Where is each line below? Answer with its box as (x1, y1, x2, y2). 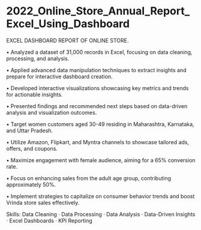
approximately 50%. (6, 181, 56, 188)
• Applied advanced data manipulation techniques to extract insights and (6, 66, 187, 73)
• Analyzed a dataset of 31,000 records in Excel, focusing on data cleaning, (6, 48, 193, 55)
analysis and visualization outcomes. (6, 109, 97, 116)
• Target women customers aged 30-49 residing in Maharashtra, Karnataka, (6, 120, 194, 127)
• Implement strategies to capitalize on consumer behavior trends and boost (6, 192, 195, 199)
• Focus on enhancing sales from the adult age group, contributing (6, 174, 171, 181)
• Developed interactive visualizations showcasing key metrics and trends (6, 84, 189, 91)
